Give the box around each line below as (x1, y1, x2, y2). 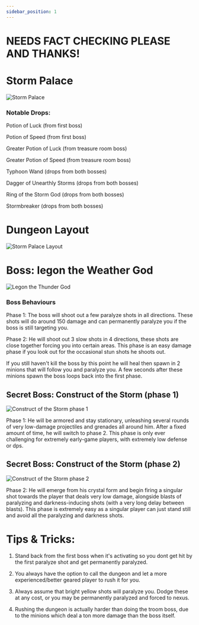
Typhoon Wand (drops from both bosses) (6, 168, 107, 175)
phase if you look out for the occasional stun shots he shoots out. (6, 348, 166, 356)
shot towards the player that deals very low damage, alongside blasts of (6, 493, 182, 500)
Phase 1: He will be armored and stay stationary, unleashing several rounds (6, 417, 190, 424)
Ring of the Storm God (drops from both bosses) (6, 191, 124, 198)
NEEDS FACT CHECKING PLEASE (6, 34, 171, 47)
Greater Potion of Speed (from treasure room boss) (6, 157, 131, 164)
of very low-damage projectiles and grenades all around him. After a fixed (6, 423, 187, 430)
